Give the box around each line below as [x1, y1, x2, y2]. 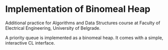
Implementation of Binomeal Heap [5, 3, 151, 15]
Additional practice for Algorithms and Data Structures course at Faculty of [5, 20, 160, 26]
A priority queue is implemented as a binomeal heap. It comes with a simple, [5, 35, 163, 41]
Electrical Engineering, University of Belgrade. [5, 25, 101, 31]
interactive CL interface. [5, 40, 55, 46]
